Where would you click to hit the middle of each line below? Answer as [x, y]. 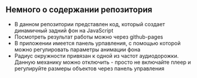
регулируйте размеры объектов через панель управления [89, 68]
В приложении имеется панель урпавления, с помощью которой [97, 43]
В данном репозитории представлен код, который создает [90, 24]
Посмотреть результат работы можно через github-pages [89, 37]
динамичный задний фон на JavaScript [64, 30]
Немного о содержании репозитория [79, 10]
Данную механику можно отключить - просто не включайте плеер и [102, 62]
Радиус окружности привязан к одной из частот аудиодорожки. [96, 55]
